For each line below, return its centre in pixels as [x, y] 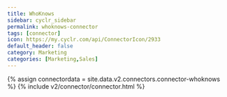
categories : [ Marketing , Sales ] [53, 59]
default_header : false [40, 46]
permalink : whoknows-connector [53, 27]
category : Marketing [37, 53]
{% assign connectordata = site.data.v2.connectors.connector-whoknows [114, 79]
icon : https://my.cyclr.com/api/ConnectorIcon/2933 [84, 40]
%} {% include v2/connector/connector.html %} [76, 86]
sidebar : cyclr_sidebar [42, 20]
